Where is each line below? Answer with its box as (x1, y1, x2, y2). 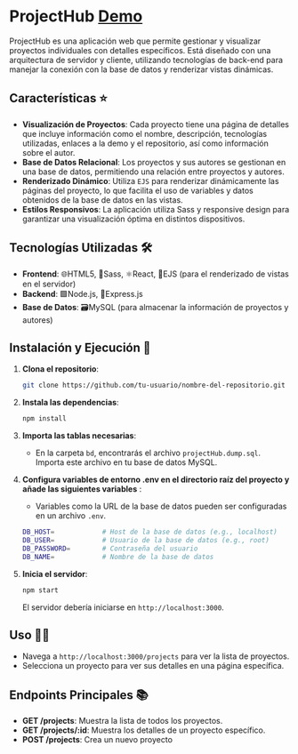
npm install (21, 414, 67, 423)
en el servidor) (21, 278, 77, 289)
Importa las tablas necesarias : (21, 430, 137, 441)
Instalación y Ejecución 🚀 (9, 340, 151, 355)
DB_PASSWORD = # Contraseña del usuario (21, 544, 198, 553)
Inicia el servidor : (21, 568, 88, 579)
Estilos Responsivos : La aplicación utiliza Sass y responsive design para (21, 204, 290, 214)
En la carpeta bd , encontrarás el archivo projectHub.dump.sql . (35, 447, 261, 459)
